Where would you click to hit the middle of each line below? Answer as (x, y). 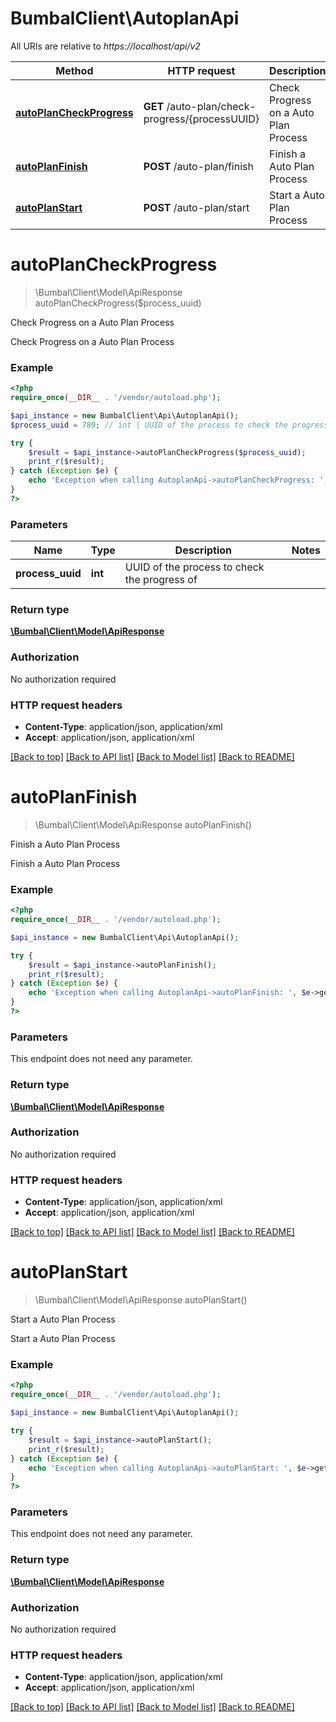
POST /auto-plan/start (196, 207)
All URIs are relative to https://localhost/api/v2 (105, 46)
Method (74, 70)
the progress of (161, 580)
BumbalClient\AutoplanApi (125, 18)
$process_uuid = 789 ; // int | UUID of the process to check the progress (169, 425)
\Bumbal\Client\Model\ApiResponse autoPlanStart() (141, 1300)
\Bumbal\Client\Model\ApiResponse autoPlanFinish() (143, 824)
